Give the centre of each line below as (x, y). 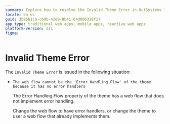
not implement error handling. (44, 101)
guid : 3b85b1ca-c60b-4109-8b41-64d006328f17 (53, 19)
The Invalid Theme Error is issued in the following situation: (68, 72)
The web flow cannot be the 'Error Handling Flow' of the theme (82, 82)
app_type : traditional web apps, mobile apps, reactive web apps (75, 24)
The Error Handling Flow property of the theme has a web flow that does (88, 95)
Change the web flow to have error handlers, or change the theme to (84, 110)
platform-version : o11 (29, 29)
